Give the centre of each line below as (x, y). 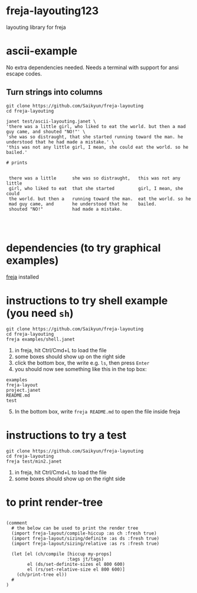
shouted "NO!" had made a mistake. (65, 209)
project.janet (24, 390)
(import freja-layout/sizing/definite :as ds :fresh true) (86, 539)
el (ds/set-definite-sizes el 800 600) (76, 565)
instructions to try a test (66, 435)
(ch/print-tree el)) (42, 575)
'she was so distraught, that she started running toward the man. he (95, 137)
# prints (17, 163)
